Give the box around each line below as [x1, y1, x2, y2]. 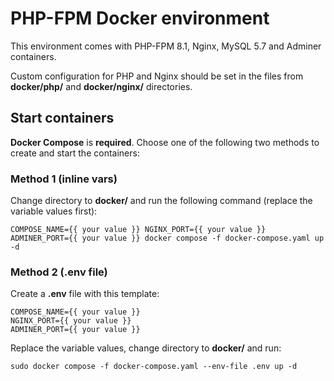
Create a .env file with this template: [10, 288, 160, 300]
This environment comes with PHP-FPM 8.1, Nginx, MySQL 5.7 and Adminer [10, 40, 322, 52]
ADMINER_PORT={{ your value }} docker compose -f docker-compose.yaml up [10, 233, 325, 244]
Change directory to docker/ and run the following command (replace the [10, 195, 313, 207]
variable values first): [10, 205, 98, 217]
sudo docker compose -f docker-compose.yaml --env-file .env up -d [10, 362, 298, 372]
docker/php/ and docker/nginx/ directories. [10, 80, 193, 92]
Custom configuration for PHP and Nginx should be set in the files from [10, 70, 304, 82]
